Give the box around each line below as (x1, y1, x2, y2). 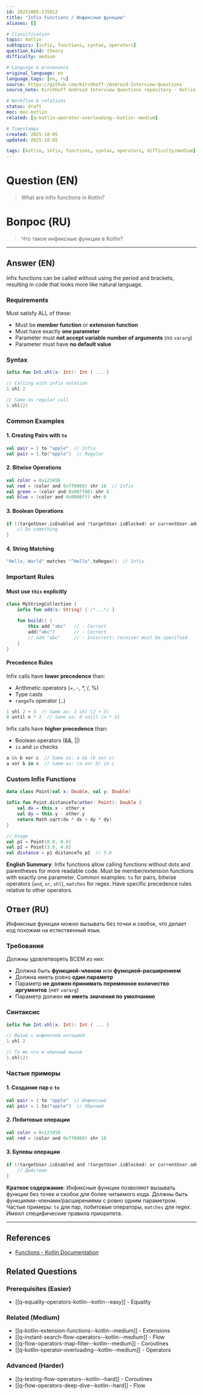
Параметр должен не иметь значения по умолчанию (14, 993, 155, 1000)
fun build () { (17, 618, 53, 624)
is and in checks (14, 743, 59, 751)
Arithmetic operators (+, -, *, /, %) (14, 684, 99, 691)
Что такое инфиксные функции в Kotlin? (21, 235, 123, 242)
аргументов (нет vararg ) (14, 987, 79, 994)
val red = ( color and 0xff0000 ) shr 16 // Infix (6, 483, 134, 489)
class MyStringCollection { (6, 601, 77, 607)
